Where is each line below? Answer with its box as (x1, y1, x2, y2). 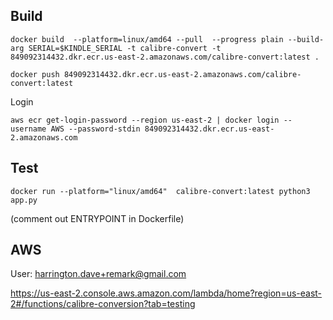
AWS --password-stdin (50, 124, 141, 134)
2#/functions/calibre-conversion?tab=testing (10, 298, 196, 310)
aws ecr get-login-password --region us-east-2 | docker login (10, 115, 280, 125)
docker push (10, 69, 60, 79)
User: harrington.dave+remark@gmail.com (10, 268, 187, 280)
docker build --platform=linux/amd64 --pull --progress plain (10, 34, 284, 44)
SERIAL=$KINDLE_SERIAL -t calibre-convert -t (28, 43, 222, 53)
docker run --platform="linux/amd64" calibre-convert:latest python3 (10, 186, 311, 196)
